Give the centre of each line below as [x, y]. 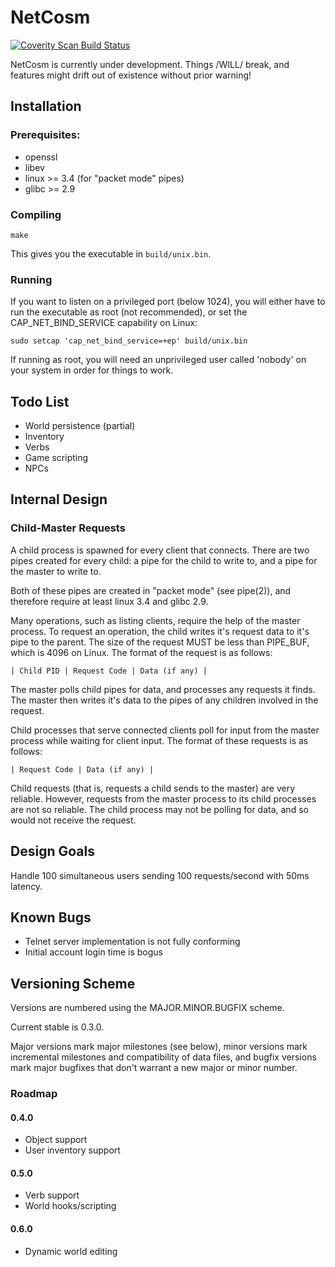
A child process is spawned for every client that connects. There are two [160, 550]
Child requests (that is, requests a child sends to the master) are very [153, 788]
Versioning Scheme [73, 983]
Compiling [36, 214]
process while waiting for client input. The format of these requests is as [159, 740]
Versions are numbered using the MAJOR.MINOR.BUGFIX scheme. [147, 1008]
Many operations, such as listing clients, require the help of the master [155, 620]
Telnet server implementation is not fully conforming [132, 942]
